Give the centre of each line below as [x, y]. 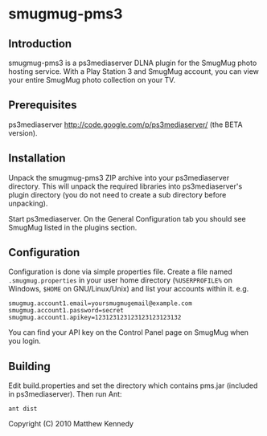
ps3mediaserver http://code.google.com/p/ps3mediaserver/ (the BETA [125, 124]
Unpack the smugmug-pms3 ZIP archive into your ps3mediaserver [119, 177]
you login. [25, 341]
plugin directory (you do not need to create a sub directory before [117, 194]
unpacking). [28, 203]
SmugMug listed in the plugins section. [73, 227]
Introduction [40, 44]
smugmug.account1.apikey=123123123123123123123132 [95, 318]
